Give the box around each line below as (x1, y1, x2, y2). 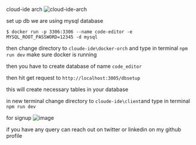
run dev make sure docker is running (6, 51, 97, 58)
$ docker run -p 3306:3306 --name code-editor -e (6, 29, 133, 35)
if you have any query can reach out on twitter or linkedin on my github (6, 126, 182, 133)
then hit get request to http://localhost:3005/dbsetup (6, 74, 141, 81)
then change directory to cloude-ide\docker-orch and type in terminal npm (6, 45, 188, 52)
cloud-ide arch (6, 6, 43, 13)
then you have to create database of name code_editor (6, 63, 142, 70)
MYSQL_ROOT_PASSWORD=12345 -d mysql (6, 34, 98, 40)
